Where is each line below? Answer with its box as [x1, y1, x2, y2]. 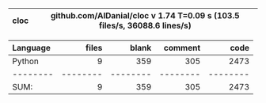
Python [12, 55, 40, 67]
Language [12, 43, 51, 53]
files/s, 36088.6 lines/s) [98, 20, 192, 31]
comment [163, 43, 200, 53]
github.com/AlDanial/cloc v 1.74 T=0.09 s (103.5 [50, 10, 240, 21]
